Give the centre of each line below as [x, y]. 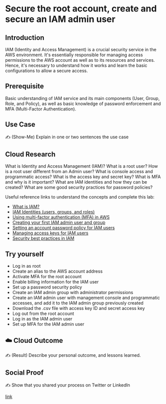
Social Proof [24, 373]
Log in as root [26, 266]
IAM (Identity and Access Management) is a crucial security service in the [81, 50]
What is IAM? [26, 206]
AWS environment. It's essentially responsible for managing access [74, 55]
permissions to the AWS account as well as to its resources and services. [80, 60]
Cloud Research [30, 154]
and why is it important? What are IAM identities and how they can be [76, 182]
